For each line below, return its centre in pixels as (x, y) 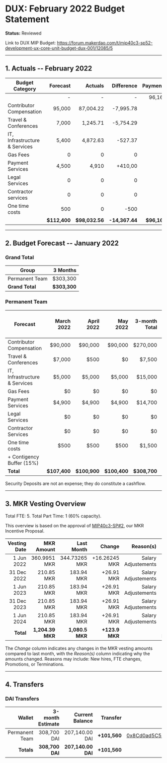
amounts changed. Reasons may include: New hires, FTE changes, (73, 659)
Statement (27, 19)
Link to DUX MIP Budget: (31, 42)
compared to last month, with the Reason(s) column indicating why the (78, 653)
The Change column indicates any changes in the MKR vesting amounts (79, 648)
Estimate (49, 724)
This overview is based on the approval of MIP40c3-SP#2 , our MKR (75, 525)
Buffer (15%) (23, 463)
